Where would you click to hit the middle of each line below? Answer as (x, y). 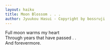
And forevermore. (23, 43)
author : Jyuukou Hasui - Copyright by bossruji (55, 19)
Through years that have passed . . (41, 38)
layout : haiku (20, 10)
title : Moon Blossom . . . (33, 14)
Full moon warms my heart (32, 33)
